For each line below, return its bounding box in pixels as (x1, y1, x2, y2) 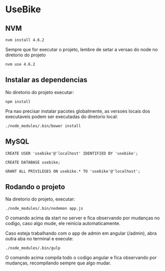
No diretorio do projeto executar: (5, 89, 74, 95)
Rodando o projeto (5, 183, 65, 191)
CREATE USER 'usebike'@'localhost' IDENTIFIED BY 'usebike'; (5, 151, 138, 156)
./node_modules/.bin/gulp (5, 245, 60, 251)
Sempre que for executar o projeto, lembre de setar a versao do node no (5, 47, 158, 52)
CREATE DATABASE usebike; (5, 160, 60, 165)
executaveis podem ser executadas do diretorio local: (5, 114, 119, 120)
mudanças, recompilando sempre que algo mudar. (5, 260, 111, 266)
